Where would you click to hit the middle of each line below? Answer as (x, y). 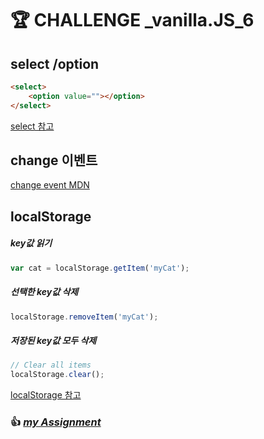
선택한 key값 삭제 (44, 292)
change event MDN (50, 185)
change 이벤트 (54, 160)
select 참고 (32, 126)
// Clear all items (51, 365)
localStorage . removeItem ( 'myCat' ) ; (84, 317)
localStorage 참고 (46, 395)
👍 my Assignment (56, 422)
